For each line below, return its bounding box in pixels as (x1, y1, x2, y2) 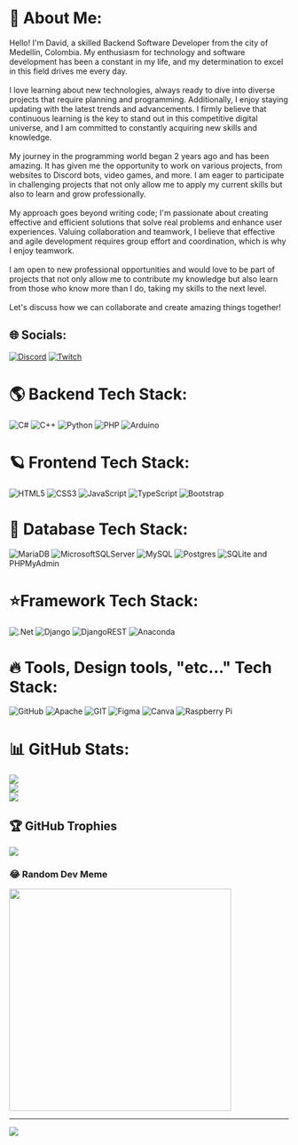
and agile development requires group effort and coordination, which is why (9, 236, 286, 246)
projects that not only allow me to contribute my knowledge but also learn (9, 273, 278, 284)
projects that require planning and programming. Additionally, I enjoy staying (9, 93, 288, 105)
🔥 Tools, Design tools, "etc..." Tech (9, 657, 272, 677)
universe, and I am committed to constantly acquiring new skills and (9, 122, 257, 132)
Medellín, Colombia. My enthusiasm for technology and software (9, 46, 246, 57)
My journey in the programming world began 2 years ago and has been (9, 150, 270, 161)
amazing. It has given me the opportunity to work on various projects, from (9, 160, 283, 171)
